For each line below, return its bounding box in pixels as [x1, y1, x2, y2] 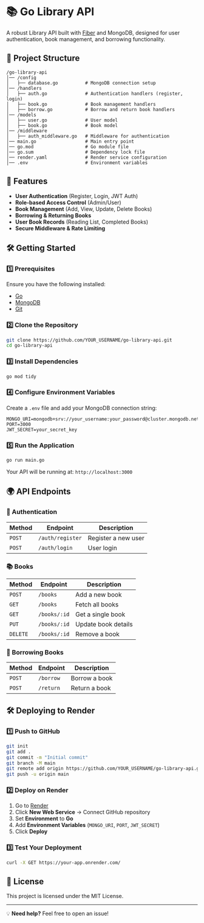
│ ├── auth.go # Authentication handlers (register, [6, 91, 183, 97]
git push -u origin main [6, 771, 69, 778]
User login [87, 543, 117, 552]
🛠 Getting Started [6, 242, 76, 253]
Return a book [70, 684, 111, 693]
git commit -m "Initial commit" [6, 754, 88, 760]
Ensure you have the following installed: [6, 281, 106, 288]
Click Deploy [15, 828, 48, 836]
